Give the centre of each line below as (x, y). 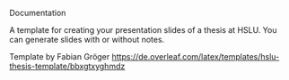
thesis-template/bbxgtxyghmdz (67, 66)
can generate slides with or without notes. (87, 40)
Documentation (38, 13)
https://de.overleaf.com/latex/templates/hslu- (196, 56)
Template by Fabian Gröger (60, 56)
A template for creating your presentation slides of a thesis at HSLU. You (143, 30)
